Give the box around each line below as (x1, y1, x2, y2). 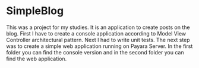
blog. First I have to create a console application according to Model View (6, 30, 187, 37)
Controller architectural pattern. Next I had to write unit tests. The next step (6, 36, 190, 43)
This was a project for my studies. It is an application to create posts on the (6, 24, 190, 31)
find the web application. (6, 55, 67, 62)
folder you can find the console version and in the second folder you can (6, 48, 184, 56)
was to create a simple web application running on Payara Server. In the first (6, 43, 193, 50)
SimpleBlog (6, 4, 64, 18)
